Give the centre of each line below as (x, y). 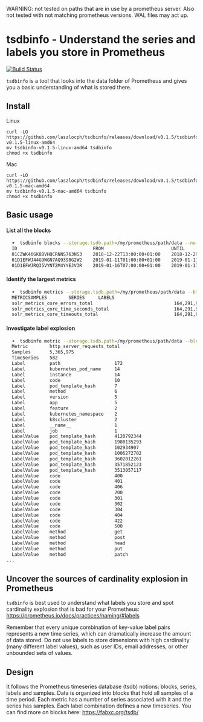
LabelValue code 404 (67, 515)
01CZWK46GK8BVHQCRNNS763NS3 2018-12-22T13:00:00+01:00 (86, 254)
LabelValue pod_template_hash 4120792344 (77, 437)
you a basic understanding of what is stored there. (69, 87)
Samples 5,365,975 (43, 352)
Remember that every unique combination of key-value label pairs (88, 627)
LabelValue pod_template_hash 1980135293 (77, 442)
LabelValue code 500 (67, 526)
